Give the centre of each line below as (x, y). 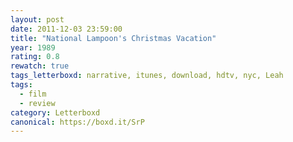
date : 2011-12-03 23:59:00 (66, 29)
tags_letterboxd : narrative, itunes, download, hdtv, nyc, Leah (147, 76)
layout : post (37, 19)
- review (37, 103)
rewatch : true (40, 66)
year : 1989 (33, 47)
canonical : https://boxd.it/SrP (77, 122)
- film (33, 94)
